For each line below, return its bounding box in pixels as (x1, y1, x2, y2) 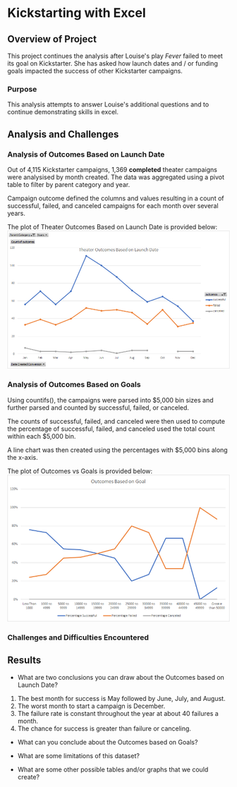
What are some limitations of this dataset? (17, 751, 140, 759)
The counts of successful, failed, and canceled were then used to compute (7, 417, 226, 425)
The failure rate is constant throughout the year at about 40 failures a (17, 709, 219, 717)
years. (7, 209, 26, 217)
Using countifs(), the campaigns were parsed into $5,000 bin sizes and (7, 396, 214, 404)
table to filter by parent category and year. (7, 180, 130, 188)
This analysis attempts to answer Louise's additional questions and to (7, 100, 209, 109)
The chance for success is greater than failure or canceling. (17, 724, 192, 733)
